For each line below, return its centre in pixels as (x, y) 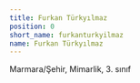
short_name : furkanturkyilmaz (67, 35)
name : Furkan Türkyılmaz (56, 43)
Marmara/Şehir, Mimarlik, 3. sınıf (70, 69)
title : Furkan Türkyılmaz (58, 18)
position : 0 (32, 26)
